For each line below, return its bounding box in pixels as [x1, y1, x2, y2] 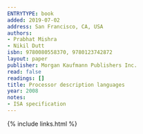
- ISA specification [7, 101, 67, 108]
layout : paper [7, 56, 48, 62]
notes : [7, 94, 26, 101]
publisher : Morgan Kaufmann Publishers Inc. [7, 62, 137, 69]
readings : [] [7, 74, 45, 82]
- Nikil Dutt [7, 42, 45, 49]
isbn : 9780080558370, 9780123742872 [7, 49, 113, 56]
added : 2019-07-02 [7, 17, 60, 24]
